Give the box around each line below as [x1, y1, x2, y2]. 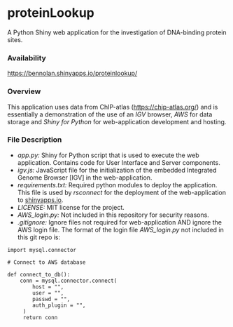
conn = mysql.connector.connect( [20, 277, 118, 284]
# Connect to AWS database [7, 258, 86, 266]
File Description [7, 135, 62, 145]
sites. [7, 35, 23, 44]
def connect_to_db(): [7, 271, 71, 278]
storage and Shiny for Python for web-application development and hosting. [7, 117, 227, 126]
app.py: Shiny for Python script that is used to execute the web [17, 151, 199, 159]
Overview [7, 86, 41, 96]
